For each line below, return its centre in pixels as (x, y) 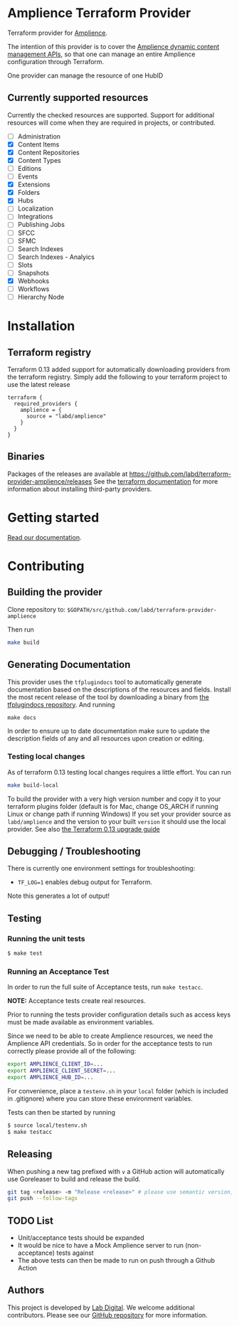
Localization (36, 208)
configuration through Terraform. (56, 61)
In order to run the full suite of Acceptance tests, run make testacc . (105, 987)
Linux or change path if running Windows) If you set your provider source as (119, 814)
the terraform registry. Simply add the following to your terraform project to (117, 377)
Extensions (34, 185)
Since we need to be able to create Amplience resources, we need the (110, 1036)
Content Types (39, 160)
